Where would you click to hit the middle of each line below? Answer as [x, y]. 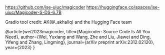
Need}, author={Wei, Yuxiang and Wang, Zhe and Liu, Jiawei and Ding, [78, 37]
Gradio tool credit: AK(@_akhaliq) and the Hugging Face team [68, 22]
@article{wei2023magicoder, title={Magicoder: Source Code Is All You [78, 31]
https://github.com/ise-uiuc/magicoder [45, 7]
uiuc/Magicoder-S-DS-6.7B [33, 12]
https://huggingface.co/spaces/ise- [123, 7]
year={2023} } [20, 47]
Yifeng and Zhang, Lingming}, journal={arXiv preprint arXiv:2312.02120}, [80, 42]
